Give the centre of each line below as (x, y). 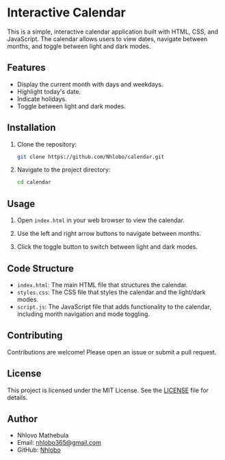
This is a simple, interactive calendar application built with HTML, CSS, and (113, 32)
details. (17, 397)
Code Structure (40, 268)
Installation (31, 128)
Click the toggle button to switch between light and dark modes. (107, 247)
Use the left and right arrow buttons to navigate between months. (109, 234)
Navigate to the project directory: (64, 170)
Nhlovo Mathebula (43, 435)
